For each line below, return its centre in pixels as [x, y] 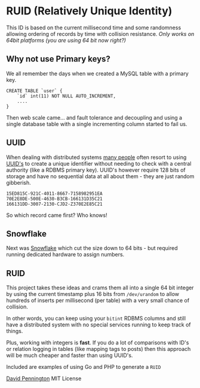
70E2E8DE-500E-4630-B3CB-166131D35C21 [54, 198]
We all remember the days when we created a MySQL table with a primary [98, 74]
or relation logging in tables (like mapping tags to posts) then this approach [99, 349]
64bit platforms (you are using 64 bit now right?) [66, 40]
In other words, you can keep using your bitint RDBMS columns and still [96, 319]
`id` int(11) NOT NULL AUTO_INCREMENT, [67, 96]
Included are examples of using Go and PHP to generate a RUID [84, 367]
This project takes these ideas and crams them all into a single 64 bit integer [100, 288]
